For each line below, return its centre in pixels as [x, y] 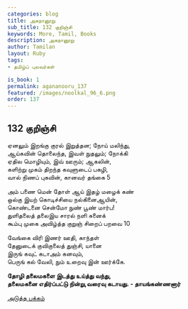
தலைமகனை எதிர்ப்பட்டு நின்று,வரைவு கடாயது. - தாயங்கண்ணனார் [94, 283]
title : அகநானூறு [31, 21]
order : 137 [23, 99]
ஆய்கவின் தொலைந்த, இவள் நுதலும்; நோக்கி [68, 153]
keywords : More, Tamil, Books [52, 34]
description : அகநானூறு [41, 40]
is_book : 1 [23, 80]
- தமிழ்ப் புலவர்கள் [31, 67]
